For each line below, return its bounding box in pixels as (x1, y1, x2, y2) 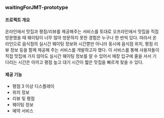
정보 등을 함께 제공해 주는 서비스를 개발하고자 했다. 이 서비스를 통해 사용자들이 (10, 47, 160, 53)
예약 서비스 (12, 108, 34, 114)
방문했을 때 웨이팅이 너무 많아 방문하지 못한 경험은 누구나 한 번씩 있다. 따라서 (5, 35, 152, 41)
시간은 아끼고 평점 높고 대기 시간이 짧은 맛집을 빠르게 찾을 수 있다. (18, 59, 144, 65)
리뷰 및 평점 (12, 95, 35, 102)
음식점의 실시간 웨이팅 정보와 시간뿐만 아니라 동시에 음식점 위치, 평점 (22, 41, 153, 47)
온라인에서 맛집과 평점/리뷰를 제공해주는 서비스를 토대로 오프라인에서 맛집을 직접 (5, 29, 159, 34)
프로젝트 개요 (5, 17, 30, 23)
